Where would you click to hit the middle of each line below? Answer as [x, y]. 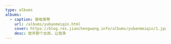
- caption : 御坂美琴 [30, 19]
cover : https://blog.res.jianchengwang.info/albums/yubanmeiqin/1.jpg [91, 29]
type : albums [19, 10]
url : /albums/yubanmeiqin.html [48, 24]
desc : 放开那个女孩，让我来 [40, 33]
